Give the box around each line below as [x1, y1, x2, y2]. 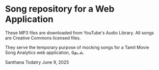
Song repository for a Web [5, 3, 114, 15]
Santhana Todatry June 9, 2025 [5, 59, 69, 65]
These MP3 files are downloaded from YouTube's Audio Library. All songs [5, 30, 154, 35]
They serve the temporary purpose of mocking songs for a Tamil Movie [5, 44, 149, 50]
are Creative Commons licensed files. [5, 35, 81, 41]
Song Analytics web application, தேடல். [5, 50, 84, 55]
